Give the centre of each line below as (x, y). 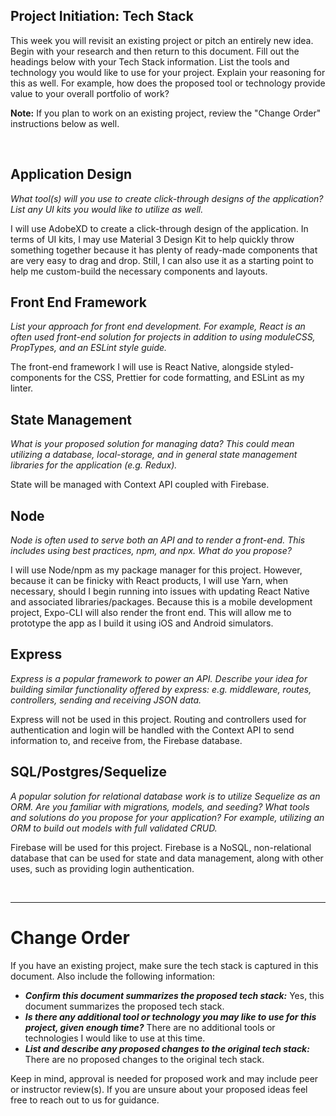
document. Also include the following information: (113, 976)
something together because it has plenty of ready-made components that (164, 250)
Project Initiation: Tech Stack (102, 16)
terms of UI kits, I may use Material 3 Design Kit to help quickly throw (152, 239)
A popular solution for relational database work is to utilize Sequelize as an (165, 796)
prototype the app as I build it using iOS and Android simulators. (142, 623)
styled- (279, 367)
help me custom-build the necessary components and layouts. (139, 271)
